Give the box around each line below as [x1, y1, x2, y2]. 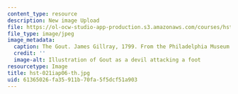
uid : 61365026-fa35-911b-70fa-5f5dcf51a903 [7, 76, 138, 83]
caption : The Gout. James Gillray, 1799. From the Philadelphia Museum [13, 43, 230, 50]
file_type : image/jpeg [7, 30, 74, 37]
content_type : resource [7, 10, 78, 18]
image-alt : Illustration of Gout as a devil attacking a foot [13, 57, 201, 64]
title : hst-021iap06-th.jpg [7, 69, 91, 76]
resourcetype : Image [7, 63, 69, 70]
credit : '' [13, 50, 46, 57]
